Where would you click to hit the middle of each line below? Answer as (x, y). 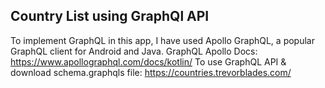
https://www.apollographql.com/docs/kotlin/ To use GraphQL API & (148, 61)
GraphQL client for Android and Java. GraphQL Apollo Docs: (134, 51)
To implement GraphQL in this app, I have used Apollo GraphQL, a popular (162, 40)
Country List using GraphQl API (110, 16)
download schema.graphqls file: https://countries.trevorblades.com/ (151, 72)
